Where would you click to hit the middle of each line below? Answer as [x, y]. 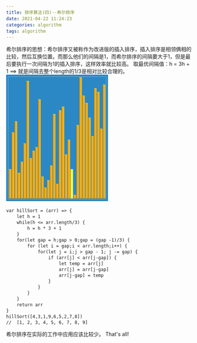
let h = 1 [29, 217]
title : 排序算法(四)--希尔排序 [40, 12]
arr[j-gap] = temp [81, 276]
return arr [30, 305]
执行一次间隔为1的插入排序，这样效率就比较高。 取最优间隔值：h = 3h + [103, 64]
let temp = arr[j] [81, 264]
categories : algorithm [34, 25]
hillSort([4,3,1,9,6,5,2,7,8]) [44, 317]
